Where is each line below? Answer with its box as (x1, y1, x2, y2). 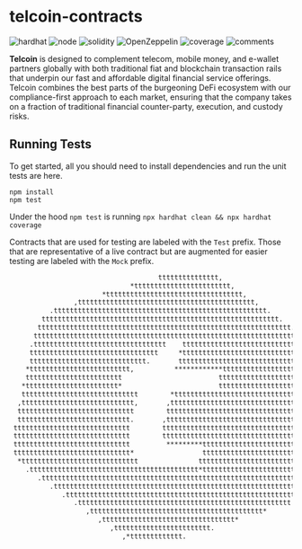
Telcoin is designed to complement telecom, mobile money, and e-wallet (9, 53, 280, 64)
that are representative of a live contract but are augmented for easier (9, 245, 268, 257)
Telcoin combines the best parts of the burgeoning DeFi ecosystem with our (9, 82, 291, 93)
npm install (9, 187, 54, 197)
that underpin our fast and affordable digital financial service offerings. (9, 72, 271, 83)
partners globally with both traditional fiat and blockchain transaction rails (9, 63, 282, 74)
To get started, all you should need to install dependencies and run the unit (9, 160, 287, 172)
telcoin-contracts (9, 6, 143, 27)
